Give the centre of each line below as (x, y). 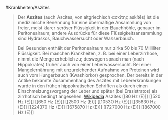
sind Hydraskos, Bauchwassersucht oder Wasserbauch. (76, 38)
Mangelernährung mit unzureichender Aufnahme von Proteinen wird (89, 70)
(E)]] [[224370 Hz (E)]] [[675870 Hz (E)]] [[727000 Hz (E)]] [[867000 (89, 107)
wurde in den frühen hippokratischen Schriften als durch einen (82, 86)
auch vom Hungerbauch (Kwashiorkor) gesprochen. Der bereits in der (90, 75)
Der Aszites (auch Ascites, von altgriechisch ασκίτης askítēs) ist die (89, 17)
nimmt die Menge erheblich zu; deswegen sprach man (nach (81, 59)
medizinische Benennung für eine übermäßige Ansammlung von (84, 22)
